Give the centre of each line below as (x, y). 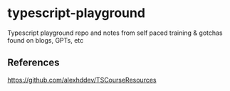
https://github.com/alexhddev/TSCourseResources (82, 80)
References (33, 63)
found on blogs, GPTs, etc (46, 40)
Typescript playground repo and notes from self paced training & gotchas (115, 33)
